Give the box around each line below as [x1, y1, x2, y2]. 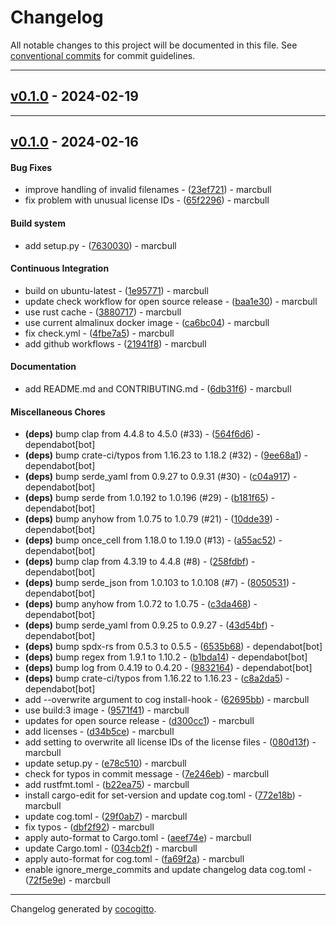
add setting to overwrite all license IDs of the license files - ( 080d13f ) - [24, 736, 317, 748]
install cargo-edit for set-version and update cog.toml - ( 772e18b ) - [24, 789, 303, 801]
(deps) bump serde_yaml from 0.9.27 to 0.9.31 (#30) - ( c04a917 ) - [24, 471, 298, 483]
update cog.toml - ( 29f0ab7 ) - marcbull [24, 811, 188, 823]
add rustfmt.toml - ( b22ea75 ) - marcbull [24, 779, 190, 791]
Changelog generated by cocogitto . [10, 903, 157, 915]
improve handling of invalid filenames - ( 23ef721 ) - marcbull [24, 184, 272, 196]
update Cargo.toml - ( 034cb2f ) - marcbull [24, 842, 198, 855]
